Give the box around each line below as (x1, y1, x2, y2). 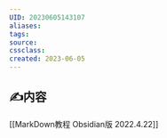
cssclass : (9, 46, 46, 55)
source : (9, 37, 38, 47)
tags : (9, 29, 29, 38)
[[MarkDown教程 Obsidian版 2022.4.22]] (9, 118, 159, 129)
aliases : (9, 21, 42, 30)
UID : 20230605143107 (9, 12, 86, 22)
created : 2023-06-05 (9, 54, 86, 63)
